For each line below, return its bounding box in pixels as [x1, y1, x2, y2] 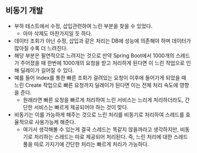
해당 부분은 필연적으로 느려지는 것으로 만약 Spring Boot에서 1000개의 [14, 52, 175, 59]
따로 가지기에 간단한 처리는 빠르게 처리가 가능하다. [34, 141, 149, 148]
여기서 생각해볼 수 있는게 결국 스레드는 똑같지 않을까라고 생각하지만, [22, 126, 179, 133]
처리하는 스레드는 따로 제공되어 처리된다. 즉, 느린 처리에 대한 [34, 133, 172, 140]
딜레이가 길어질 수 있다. [20, 67, 74, 74]
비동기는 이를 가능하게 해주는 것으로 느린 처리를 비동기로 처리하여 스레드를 [14, 111, 185, 118]
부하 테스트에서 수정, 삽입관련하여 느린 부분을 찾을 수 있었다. [14, 22, 153, 30]
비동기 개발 [5, 5, 44, 16]
